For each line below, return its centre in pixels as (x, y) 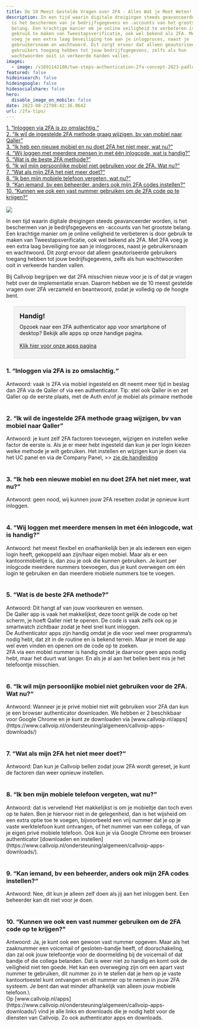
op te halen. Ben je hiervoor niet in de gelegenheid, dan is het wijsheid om (96, 814)
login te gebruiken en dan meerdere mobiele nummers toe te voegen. (91, 573)
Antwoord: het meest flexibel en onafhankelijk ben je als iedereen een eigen (99, 548)
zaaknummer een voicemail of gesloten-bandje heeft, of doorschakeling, (95, 949)
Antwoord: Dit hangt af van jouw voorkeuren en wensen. (75, 608)
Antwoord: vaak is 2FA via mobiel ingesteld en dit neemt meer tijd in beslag (98, 384)
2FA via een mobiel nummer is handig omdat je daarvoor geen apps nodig (96, 652)
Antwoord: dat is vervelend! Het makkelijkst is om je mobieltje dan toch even (99, 807)
